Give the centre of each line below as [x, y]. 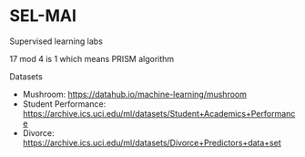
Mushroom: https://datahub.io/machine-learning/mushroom [135, 94]
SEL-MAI [43, 16]
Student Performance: [64, 104]
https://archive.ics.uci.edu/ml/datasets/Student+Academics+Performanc [159, 113]
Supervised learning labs [56, 41]
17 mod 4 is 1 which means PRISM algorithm [92, 58]
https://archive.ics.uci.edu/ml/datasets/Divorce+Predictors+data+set [152, 142]
